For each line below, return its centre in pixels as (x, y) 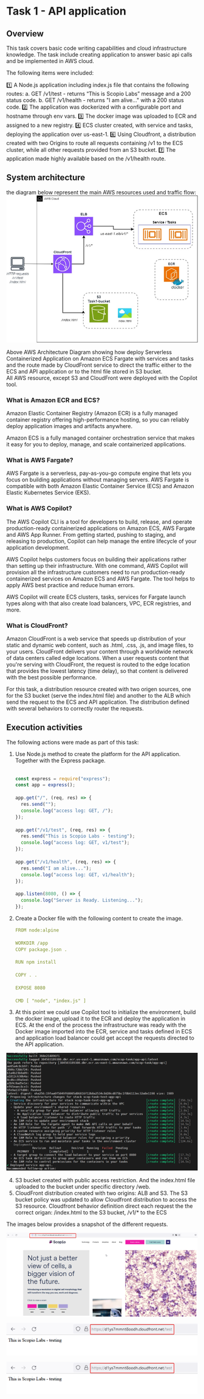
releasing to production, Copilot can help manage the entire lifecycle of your (102, 541)
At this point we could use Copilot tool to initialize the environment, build (105, 1012)
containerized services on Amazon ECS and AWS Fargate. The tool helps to (101, 579)
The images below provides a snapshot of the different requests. (87, 1224)
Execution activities (45, 728)
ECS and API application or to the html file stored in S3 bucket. (84, 371)
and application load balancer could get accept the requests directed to (104, 1038)
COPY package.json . (41, 949)
